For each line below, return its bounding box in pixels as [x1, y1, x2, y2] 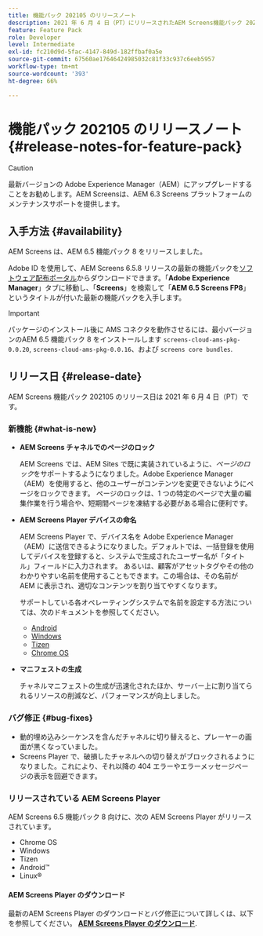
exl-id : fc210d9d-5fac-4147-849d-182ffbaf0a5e [8, 48, 163, 56]
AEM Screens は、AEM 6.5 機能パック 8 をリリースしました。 [8, 247, 207, 256]
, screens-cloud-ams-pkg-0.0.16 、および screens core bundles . [28, 345, 233, 354]
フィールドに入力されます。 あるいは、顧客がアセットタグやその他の [33, 561, 254, 571]
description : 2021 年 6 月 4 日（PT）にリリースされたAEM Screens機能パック [8, 19, 243, 27]
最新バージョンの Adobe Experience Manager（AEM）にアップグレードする [8, 180, 253, 189]
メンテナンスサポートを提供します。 [8, 199, 124, 209]
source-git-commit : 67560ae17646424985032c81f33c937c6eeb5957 [8, 56, 215, 64]
